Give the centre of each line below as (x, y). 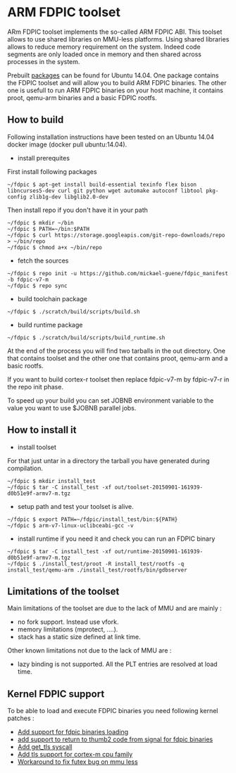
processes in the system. (44, 61)
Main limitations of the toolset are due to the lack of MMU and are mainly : (114, 608)
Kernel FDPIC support (56, 694)
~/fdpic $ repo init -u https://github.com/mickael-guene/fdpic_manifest (118, 273)
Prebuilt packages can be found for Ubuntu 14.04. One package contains (113, 75)
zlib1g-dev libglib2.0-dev (69, 197)
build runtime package (50, 325)
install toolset (37, 447)
